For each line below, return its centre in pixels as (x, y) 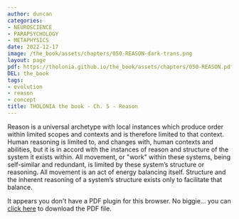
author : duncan (30, 14)
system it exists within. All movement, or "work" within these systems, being (119, 156)
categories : (25, 21)
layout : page (27, 60)
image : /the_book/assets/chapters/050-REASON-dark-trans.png (100, 54)
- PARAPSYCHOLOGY (33, 34)
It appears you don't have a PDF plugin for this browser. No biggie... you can (119, 201)
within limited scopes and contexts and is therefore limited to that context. (116, 134)
